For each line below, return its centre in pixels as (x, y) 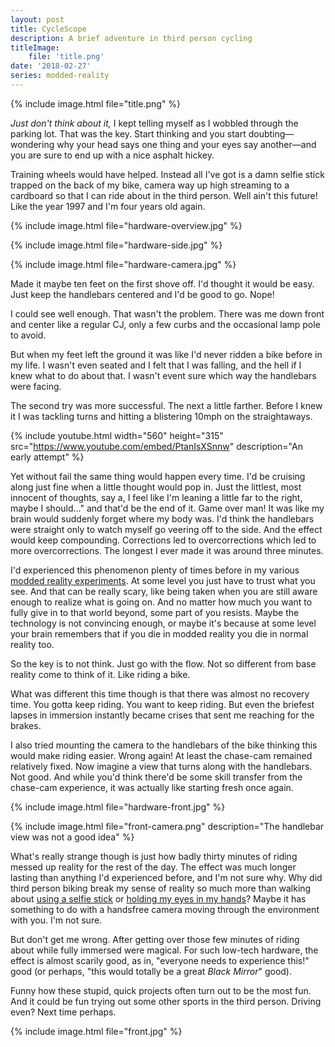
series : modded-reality (60, 76)
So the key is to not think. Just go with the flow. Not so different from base (163, 663)
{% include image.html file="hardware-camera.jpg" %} (123, 264)
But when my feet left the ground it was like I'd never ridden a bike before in (166, 354)
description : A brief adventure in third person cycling (131, 38)
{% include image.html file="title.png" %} (96, 103)
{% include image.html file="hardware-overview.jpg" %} (126, 225)
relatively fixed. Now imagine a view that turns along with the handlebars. (161, 766)
